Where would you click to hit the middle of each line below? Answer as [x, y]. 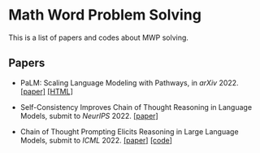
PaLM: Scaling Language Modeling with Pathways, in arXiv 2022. [129, 82]
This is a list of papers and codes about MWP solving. [99, 37]
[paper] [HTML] [46, 91]
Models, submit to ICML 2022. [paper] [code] [96, 140]
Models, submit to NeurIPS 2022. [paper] [89, 116]
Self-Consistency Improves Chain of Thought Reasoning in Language [136, 107]
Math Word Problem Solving [105, 15]
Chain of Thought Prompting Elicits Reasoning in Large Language [129, 131]
